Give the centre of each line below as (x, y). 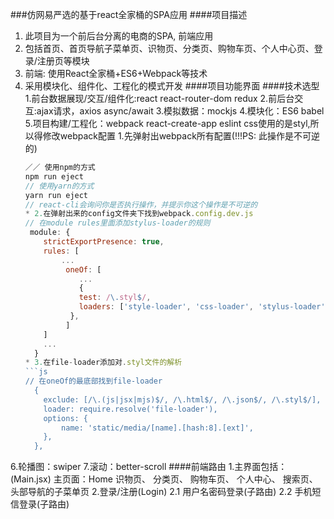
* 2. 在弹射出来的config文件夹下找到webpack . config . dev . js (139, 214)
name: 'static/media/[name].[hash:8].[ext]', (157, 428)
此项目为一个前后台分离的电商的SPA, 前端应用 (119, 36)
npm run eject (54, 176)
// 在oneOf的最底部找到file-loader (93, 381)
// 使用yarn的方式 (59, 186)
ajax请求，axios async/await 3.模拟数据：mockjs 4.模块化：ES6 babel (180, 111)
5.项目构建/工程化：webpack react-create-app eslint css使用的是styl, (167, 123)
